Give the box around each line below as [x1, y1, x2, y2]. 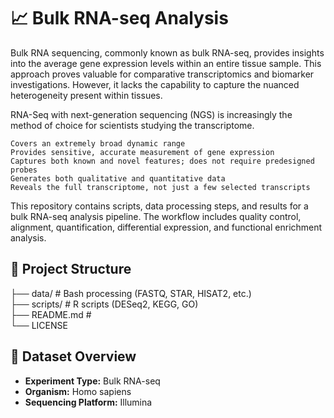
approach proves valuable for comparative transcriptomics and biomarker [10, 68, 315, 80]
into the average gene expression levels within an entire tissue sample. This [10, 57, 322, 69]
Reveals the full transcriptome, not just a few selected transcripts [10, 182, 311, 192]
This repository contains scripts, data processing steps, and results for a [10, 200, 309, 212]
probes [10, 165, 38, 175]
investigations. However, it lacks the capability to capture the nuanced [10, 78, 300, 90]
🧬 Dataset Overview [10, 348, 137, 365]
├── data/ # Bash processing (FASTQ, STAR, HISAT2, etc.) [10, 287, 252, 299]
